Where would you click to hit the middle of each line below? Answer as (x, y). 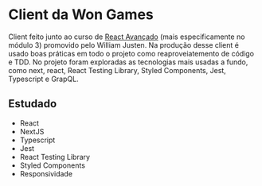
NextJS (32, 131)
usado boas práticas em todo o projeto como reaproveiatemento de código (131, 53)
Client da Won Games (81, 15)
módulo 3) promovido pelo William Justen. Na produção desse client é (123, 45)
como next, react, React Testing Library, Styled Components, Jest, (117, 70)
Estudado (33, 104)
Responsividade (46, 173)
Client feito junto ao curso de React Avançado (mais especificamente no (127, 37)
